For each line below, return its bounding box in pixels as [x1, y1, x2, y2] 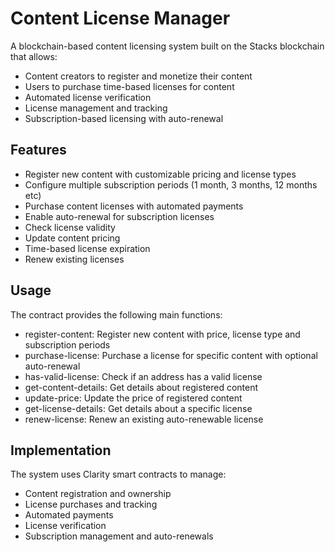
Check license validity [24, 221, 116, 233]
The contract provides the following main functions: [10, 308, 223, 321]
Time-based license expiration [24, 242, 151, 254]
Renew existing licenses [24, 253, 125, 265]
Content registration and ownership [24, 488, 172, 500]
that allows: [10, 50, 58, 62]
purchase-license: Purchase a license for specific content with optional [24, 349, 318, 361]
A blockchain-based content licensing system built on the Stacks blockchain [10, 40, 325, 52]
